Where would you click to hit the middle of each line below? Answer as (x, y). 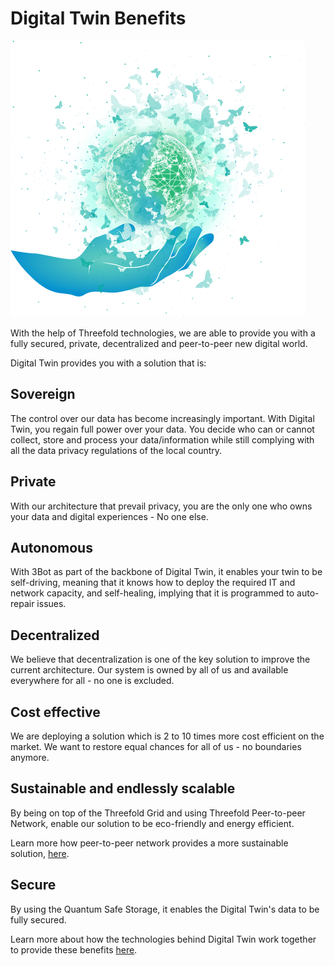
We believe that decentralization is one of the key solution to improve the (160, 659)
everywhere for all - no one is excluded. (92, 681)
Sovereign (43, 394)
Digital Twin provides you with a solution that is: (108, 363)
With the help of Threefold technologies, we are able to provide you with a (163, 333)
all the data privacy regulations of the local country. (116, 450)
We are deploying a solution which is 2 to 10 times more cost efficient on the (167, 736)
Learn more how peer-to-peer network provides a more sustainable (149, 843)
